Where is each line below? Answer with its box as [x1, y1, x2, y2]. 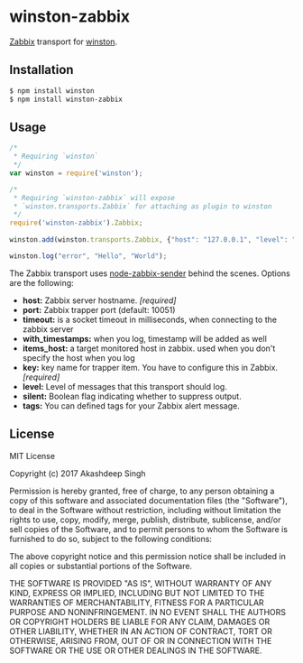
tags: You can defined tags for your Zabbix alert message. [22, 400, 241, 411]
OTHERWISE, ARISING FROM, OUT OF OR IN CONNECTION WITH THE [9, 635, 272, 646]
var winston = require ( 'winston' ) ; [9, 169, 143, 178]
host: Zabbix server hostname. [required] [22, 295, 177, 306]
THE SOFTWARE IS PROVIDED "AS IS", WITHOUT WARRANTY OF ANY [9, 577, 272, 588]
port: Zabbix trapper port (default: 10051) [22, 304, 176, 315]
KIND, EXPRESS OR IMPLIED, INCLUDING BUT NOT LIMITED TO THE [9, 587, 265, 598]
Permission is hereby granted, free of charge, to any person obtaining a [9, 485, 275, 496]
